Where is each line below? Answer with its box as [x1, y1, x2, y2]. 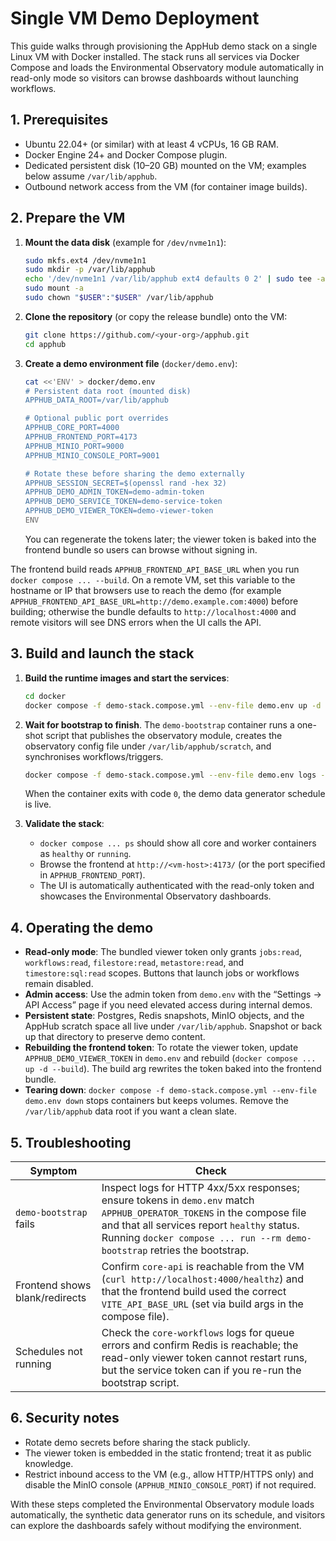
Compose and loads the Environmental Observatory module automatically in [10, 61, 325, 73]
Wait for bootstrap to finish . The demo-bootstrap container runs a [24, 718, 295, 731]
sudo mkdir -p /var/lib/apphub [24, 265, 156, 275]
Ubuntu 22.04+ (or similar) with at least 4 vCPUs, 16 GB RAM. [24, 138, 279, 150]
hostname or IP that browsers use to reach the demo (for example [10, 584, 282, 596]
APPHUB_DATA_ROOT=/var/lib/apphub [24, 395, 169, 406]
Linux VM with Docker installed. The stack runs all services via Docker [10, 50, 300, 62]
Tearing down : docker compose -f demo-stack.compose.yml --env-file [24, 1084, 318, 1096]
